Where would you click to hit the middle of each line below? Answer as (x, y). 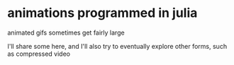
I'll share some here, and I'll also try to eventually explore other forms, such (117, 46)
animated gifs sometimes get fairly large (66, 32)
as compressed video (39, 54)
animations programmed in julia (102, 13)
